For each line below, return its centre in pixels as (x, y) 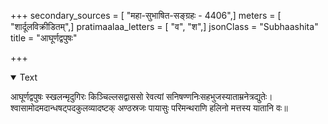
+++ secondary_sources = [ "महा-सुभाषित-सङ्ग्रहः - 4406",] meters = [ (146, 15)
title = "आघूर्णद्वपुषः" (44, 38)
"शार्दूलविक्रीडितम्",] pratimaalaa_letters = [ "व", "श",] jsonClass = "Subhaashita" (164, 26)
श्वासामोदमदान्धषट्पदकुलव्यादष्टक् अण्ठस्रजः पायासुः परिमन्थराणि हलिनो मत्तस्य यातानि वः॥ (149, 108)
